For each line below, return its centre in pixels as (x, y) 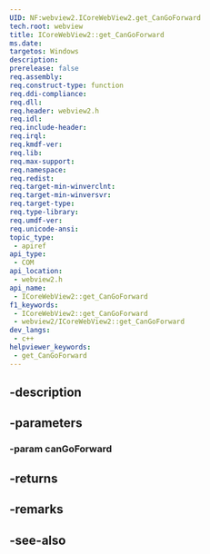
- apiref (30, 246)
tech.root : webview (46, 26)
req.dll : (26, 102)
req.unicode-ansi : (44, 229)
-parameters (46, 423)
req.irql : (28, 136)
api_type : (28, 254)
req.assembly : (36, 77)
